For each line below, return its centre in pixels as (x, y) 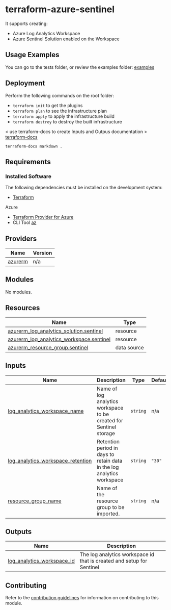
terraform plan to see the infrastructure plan (60, 111)
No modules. (19, 292)
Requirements (28, 162)
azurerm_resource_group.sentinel (48, 347)
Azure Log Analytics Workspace (46, 33)
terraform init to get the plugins (48, 105)
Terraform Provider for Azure (43, 217)
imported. (108, 514)
